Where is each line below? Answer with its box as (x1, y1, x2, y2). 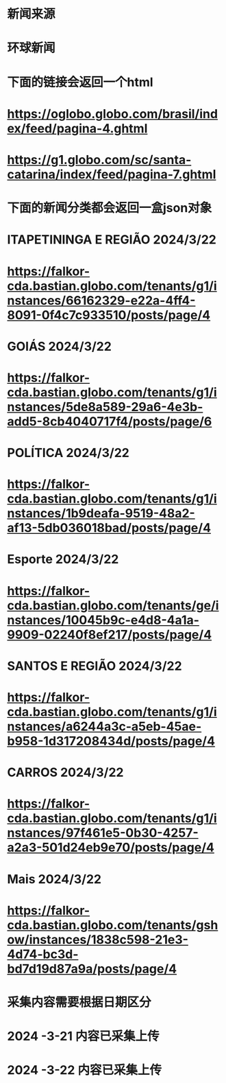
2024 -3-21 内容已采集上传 (7, 1029, 160, 1044)
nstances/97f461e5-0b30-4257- (7, 825, 199, 841)
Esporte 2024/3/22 (7, 552, 119, 567)
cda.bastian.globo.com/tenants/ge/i (7, 598, 219, 613)
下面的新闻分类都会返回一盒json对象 (7, 200, 212, 216)
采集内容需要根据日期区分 (7, 994, 152, 1010)
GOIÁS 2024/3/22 (7, 338, 112, 354)
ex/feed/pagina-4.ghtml (7, 121, 148, 136)
